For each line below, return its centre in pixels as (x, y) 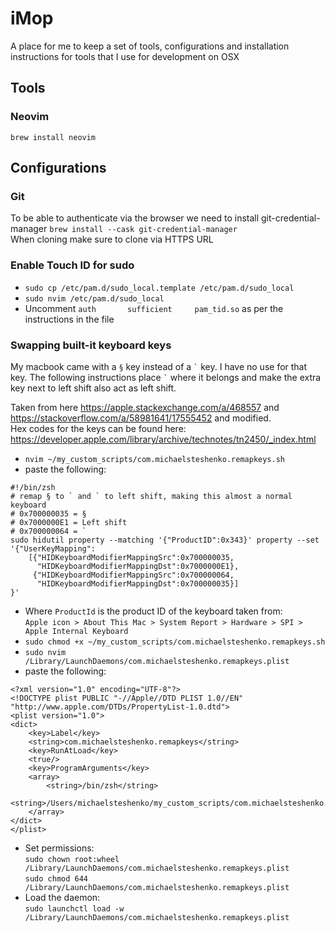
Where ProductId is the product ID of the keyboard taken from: (153, 611)
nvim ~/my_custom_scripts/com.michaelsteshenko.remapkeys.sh (155, 459)
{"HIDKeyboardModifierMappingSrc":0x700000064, (133, 575)
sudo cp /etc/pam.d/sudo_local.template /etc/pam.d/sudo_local (159, 288)
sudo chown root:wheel (72, 859)
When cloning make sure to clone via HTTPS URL (112, 239)
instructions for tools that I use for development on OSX (125, 56)
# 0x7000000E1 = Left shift (69, 522)
